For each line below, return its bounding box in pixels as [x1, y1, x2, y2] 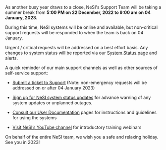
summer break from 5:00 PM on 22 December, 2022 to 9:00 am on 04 [5, 9, 151, 15]
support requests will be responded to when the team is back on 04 [5, 30, 144, 35]
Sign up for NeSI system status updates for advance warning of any [12, 94, 151, 100]
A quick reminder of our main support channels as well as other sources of [5, 65, 158, 71]
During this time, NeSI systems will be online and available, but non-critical [5, 24, 158, 30]
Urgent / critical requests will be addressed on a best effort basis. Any [5, 45, 148, 50]
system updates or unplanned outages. [12, 100, 93, 106]
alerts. [5, 55, 18, 61]
